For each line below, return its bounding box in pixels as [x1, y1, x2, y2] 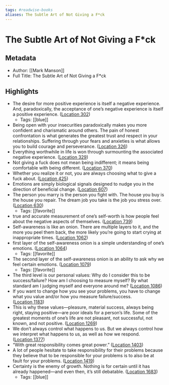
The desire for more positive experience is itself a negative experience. [12, 100, 160, 106]
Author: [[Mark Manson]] [12, 67, 65, 73]
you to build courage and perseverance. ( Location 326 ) [12, 143, 128, 149]
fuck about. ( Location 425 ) [12, 176, 69, 182]
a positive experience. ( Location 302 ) [12, 112, 91, 118]
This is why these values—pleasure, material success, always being [12, 304, 154, 310]
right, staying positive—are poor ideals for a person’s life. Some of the [12, 310, 158, 316]
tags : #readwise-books [5, 7, 53, 13]
